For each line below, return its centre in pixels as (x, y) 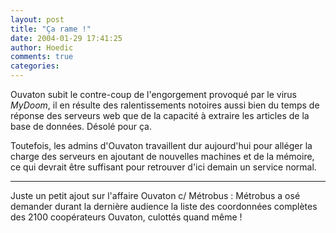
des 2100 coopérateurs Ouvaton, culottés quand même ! (126, 217)
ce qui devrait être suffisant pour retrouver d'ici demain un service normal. (163, 167)
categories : (35, 66)
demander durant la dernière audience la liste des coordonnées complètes (164, 206)
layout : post (37, 19)
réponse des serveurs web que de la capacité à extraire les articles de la (160, 115)
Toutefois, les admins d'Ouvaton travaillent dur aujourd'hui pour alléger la (161, 145)
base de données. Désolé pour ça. (81, 126)
